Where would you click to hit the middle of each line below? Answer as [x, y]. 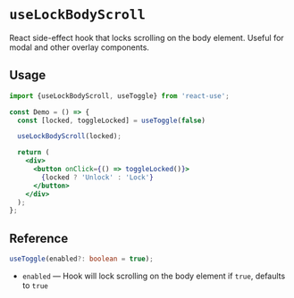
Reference [39, 238]
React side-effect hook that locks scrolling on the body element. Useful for [147, 37]
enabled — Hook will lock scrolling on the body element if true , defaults [154, 276]
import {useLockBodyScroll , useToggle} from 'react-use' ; [119, 95]
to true [35, 285]
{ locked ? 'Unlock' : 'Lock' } [97, 177]
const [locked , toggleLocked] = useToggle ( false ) [111, 120]
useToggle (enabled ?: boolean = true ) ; [81, 259]
